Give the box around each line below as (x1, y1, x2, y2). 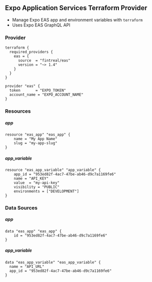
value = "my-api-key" (14, 180, 60, 185)
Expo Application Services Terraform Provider (5, 4, 148, 12)
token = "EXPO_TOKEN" (9, 88, 67, 93)
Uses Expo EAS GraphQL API (12, 22, 70, 28)
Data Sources (5, 204, 38, 211)
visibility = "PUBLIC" (14, 184, 60, 189)
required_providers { (9, 50, 53, 55)
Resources (5, 108, 31, 115)
